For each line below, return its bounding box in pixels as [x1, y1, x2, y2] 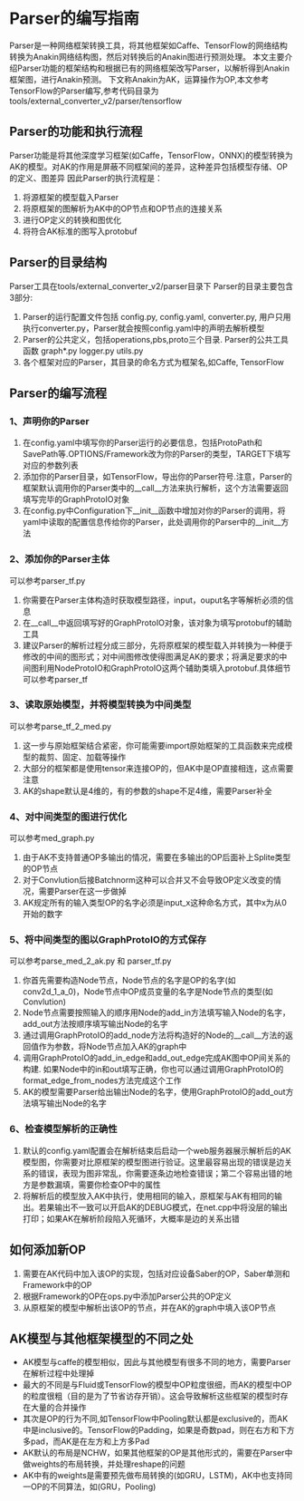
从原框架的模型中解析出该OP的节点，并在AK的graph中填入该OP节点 [22, 1302, 276, 1312]
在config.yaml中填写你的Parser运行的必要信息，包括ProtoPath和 [22, 437, 262, 449]
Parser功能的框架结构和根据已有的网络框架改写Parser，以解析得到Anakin [16, 63, 290, 73]
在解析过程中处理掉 [22, 1368, 95, 1379]
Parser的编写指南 [9, 8, 140, 29]
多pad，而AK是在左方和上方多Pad [22, 1436, 150, 1447]
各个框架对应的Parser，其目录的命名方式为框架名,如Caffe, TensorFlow [22, 356, 285, 367]
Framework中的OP [22, 1279, 92, 1290]
